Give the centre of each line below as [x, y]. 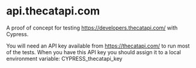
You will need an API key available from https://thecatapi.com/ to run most [98, 46]
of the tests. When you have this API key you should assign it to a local [94, 52]
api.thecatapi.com [53, 11]
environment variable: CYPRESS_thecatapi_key [64, 58]
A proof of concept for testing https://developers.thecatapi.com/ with [92, 28]
